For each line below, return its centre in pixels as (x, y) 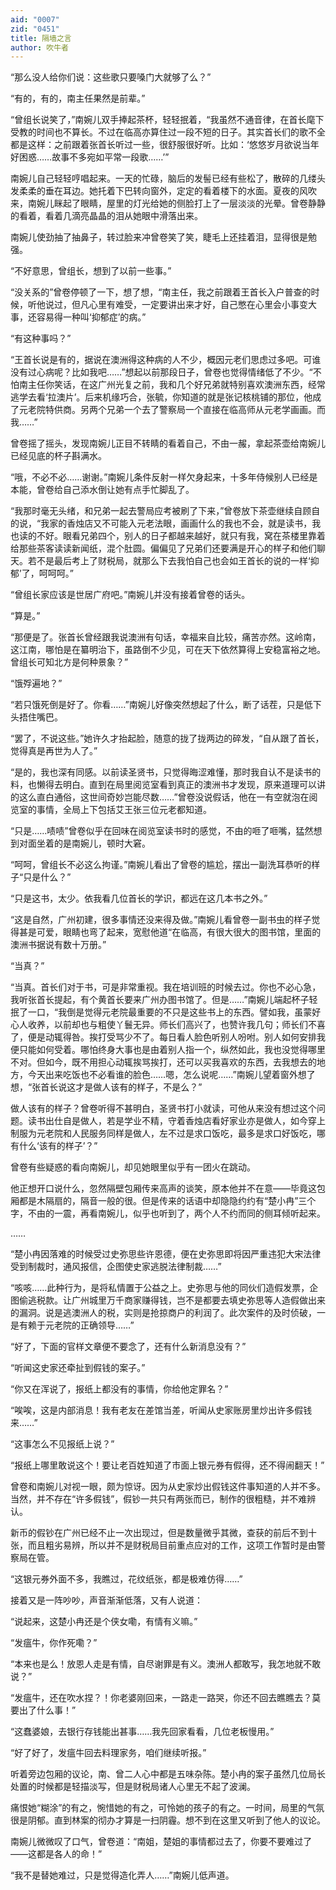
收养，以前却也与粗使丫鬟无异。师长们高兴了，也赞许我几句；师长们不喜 (176, 1025)
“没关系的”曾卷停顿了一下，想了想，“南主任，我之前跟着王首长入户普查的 (161, 292)
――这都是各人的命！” (56, 1854)
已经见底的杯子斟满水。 (58, 456)
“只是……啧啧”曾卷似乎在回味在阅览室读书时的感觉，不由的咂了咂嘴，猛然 (162, 831)
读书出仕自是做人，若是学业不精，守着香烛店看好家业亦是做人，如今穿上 (176, 1121)
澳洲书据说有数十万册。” (58, 945)
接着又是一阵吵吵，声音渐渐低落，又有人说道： (106, 1600)
